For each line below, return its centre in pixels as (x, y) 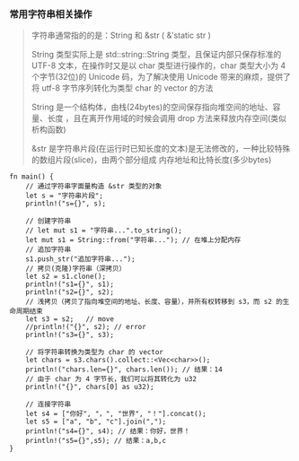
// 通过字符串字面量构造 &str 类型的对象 (94, 187)
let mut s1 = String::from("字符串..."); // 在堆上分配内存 (133, 240)
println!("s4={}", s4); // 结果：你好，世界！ (108, 431)
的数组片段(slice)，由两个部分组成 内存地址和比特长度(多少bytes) (151, 160)
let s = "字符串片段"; (64, 196)
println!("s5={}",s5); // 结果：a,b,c (96, 441)
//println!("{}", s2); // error (86, 327)
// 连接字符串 (48, 404)
